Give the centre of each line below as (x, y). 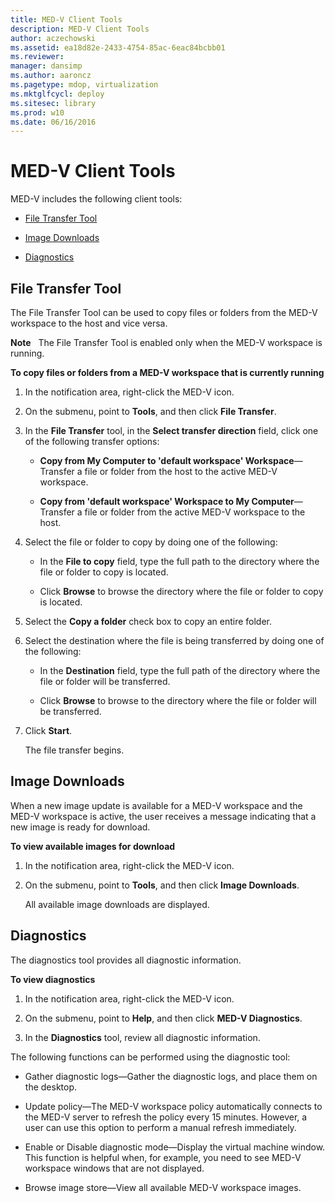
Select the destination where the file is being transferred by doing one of (174, 640)
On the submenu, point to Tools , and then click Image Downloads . (162, 885)
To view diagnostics (53, 979)
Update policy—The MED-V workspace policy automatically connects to (173, 1106)
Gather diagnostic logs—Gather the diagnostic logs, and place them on (171, 1076)
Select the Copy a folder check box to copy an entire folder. (148, 621)
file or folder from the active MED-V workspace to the (195, 512)
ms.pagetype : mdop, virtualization (84, 85)
